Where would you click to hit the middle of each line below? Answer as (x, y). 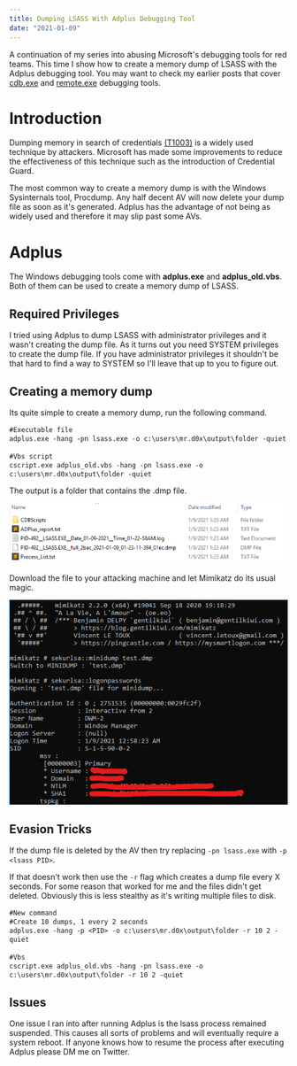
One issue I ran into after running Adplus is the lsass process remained (138, 1024)
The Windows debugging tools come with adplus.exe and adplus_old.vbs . (146, 277)
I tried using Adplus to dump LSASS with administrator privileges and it (138, 336)
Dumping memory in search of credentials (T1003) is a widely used (131, 143)
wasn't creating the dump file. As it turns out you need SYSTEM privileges (144, 344)
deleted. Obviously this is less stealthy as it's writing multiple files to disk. (143, 896)
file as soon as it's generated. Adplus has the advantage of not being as (140, 207)
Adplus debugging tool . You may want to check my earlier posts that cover (145, 73)
